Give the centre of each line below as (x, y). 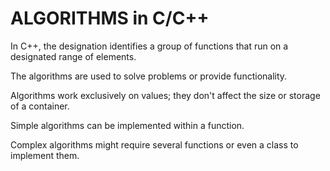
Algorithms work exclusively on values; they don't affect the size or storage (165, 95)
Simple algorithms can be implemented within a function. (127, 125)
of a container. (40, 106)
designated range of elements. (73, 56)
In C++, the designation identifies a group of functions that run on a (149, 46)
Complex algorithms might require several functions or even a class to (154, 144)
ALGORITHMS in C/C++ (110, 18)
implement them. (45, 155)
